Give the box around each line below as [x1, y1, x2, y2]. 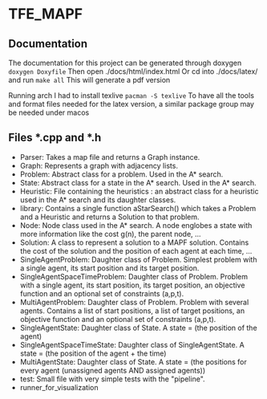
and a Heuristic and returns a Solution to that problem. [19, 212, 200, 222]
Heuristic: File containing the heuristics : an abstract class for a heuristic [19, 186, 259, 196]
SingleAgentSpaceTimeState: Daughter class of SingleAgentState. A [19, 340, 245, 349]
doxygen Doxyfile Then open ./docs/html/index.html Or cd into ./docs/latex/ [8, 67, 258, 76]
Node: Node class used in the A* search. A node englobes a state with [19, 220, 253, 230]
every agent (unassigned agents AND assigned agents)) [19, 365, 206, 375]
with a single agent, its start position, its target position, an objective [19, 280, 245, 290]
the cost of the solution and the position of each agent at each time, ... [19, 246, 253, 255]
